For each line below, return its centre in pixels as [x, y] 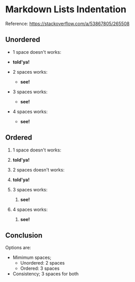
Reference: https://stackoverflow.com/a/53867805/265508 [67, 24]
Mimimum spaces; [32, 257]
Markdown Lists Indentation [66, 9]
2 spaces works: [30, 72]
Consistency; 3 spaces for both [46, 274]
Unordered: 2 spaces [43, 263]
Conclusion [24, 235]
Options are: [18, 248]
